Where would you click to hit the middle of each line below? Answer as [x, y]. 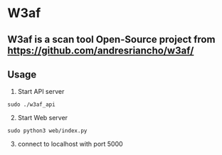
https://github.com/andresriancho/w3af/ [101, 50]
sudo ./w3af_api [31, 105]
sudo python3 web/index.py [47, 131]
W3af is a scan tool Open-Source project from [111, 39]
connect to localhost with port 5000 [70, 144]
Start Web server [43, 118]
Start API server [41, 92]
